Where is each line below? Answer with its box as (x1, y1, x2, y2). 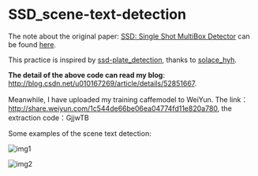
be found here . (8, 39, 57, 49)
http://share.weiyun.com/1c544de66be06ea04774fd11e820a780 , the (8, 104, 233, 113)
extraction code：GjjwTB (8, 112, 89, 123)
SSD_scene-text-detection (8, 5, 187, 24)
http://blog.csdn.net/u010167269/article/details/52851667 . (8, 79, 197, 88)
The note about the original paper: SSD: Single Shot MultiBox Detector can (8, 31, 250, 41)
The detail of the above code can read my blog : (8, 70, 166, 79)
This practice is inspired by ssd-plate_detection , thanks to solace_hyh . (8, 55, 237, 64)
